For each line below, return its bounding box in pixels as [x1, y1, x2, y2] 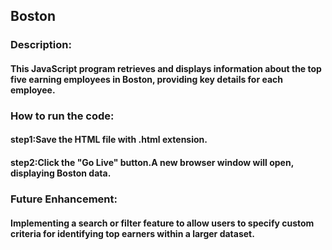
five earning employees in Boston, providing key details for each [10, 73, 284, 85]
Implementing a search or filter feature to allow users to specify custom [10, 217, 315, 229]
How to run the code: [10, 109, 115, 123]
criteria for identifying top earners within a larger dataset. [10, 227, 255, 239]
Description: [10, 38, 72, 52]
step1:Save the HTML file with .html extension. [10, 134, 208, 146]
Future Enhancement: [10, 192, 118, 206]
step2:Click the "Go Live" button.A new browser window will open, [10, 157, 294, 169]
